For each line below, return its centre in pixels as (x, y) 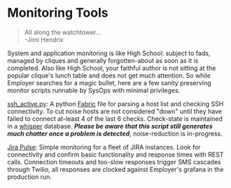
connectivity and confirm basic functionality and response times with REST (115, 154)
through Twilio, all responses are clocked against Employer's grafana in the (115, 169)
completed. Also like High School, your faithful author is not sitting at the (112, 68)
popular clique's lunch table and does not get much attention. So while (109, 75)
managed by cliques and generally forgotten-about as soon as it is (103, 60)
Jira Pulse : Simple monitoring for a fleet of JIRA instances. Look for (104, 147)
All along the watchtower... (63, 32)
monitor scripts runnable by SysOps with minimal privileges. (94, 90)
